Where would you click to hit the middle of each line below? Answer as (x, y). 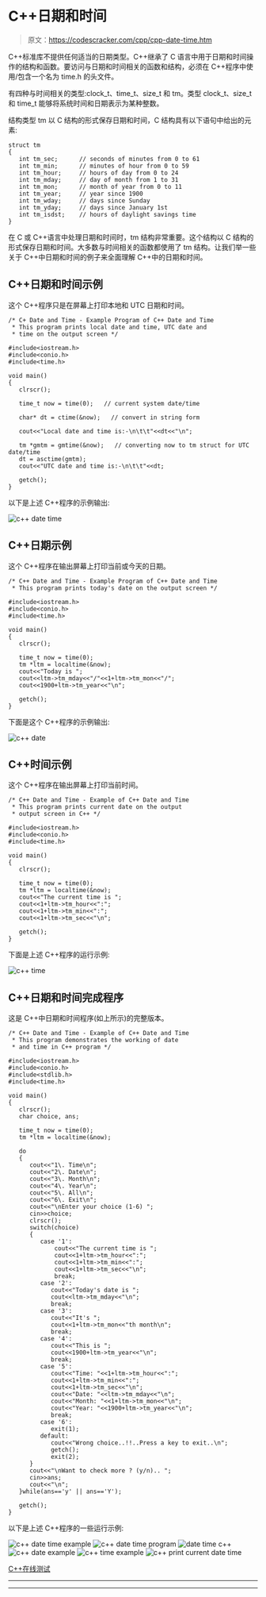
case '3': (56, 1311)
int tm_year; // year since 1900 (81, 194)
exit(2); (65, 1457)
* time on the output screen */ (65, 334)
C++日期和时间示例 (56, 285)
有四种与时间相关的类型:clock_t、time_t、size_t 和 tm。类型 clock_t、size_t (130, 93)
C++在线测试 (29, 1569)
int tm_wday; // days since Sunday (84, 200)
